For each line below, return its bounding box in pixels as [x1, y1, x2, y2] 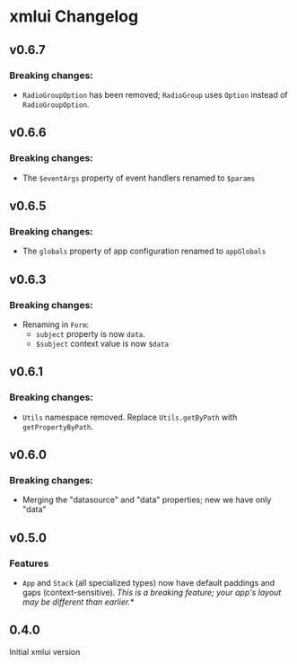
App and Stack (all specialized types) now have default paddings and [22, 578, 275, 588]
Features [9, 557, 49, 570]
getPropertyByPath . [22, 421, 94, 432]
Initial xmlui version [9, 646, 81, 657]
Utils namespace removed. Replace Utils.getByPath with [22, 412, 238, 422]
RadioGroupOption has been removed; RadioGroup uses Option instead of [22, 89, 289, 100]
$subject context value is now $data [35, 338, 169, 349]
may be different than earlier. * [22, 597, 135, 607]
